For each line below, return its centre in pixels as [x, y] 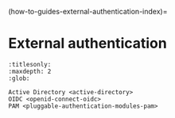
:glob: [19, 78]
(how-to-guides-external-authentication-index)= [88, 11]
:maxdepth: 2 [30, 71]
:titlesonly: [30, 64]
